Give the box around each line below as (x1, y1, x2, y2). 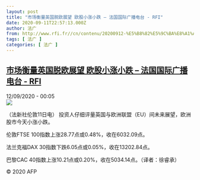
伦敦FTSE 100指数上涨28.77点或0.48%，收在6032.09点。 (6, 131, 148, 138)
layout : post (6, 8, 39, 15)
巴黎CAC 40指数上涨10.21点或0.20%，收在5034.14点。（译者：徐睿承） (6, 156, 180, 163)
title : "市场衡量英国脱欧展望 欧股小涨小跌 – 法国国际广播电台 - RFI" (6, 14, 164, 20)
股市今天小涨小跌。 (6, 118, 54, 125)
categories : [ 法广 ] (6, 42, 58, 48)
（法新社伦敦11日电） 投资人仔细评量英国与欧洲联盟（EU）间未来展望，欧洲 (6, 110, 192, 118)
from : (6, 31, 20, 37)
